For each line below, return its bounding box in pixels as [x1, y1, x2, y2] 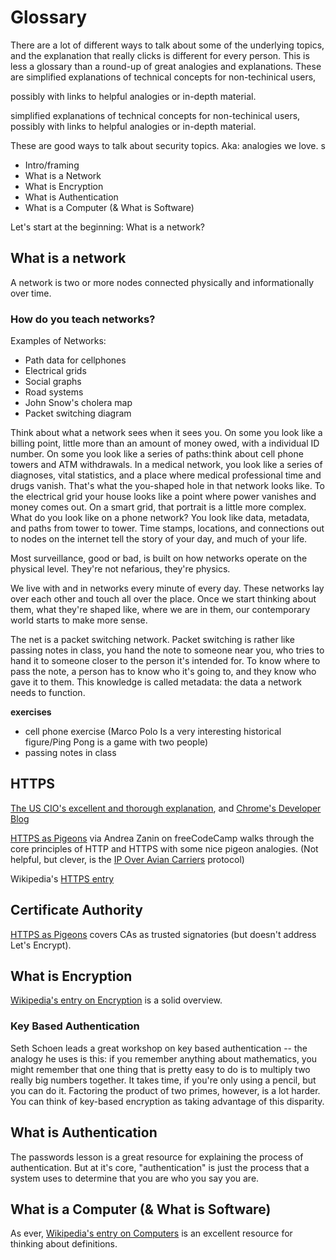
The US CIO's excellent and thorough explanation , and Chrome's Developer [10, 802, 322, 814]
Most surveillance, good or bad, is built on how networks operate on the [10, 552, 308, 565]
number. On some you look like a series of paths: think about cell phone [10, 448, 304, 460]
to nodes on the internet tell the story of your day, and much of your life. [10, 533, 308, 545]
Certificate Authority [10, 902, 143, 919]
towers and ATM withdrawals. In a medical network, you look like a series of [10, 459, 323, 471]
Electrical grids [24, 365, 87, 377]
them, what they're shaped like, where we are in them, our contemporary [10, 604, 311, 616]
